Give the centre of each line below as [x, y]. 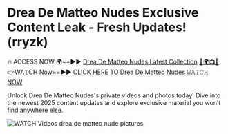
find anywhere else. [35, 110]
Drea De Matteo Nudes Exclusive [103, 13]
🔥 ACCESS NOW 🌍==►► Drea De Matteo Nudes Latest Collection [103, 61]
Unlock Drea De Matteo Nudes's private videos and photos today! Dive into [114, 95]
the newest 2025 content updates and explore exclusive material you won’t [114, 102]
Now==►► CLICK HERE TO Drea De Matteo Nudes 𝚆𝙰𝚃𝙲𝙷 [124, 72]
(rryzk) [28, 42]
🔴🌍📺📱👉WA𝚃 [209, 61]
